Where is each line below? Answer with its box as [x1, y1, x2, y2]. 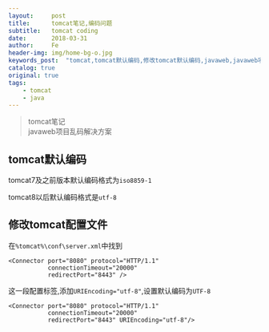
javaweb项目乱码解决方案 [27, 127, 112, 136]
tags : [8, 79, 26, 87]
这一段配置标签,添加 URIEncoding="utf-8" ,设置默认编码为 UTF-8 [8, 285, 211, 295]
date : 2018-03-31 [8, 34, 88, 43]
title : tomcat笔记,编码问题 [8, 19, 113, 27]
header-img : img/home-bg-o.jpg [8, 49, 113, 57]
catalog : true [8, 64, 56, 72]
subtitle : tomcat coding [8, 26, 98, 34]
